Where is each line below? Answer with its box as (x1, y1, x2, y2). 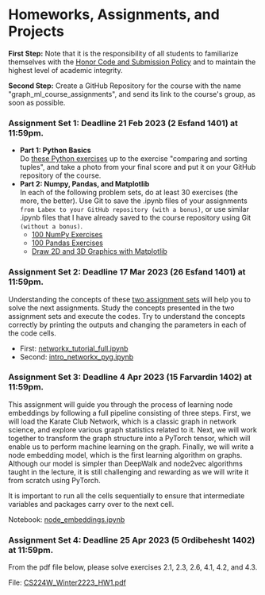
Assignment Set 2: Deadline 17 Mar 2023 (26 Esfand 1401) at (8, 267, 246, 278)
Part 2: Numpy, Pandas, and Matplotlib (19, 179, 150, 189)
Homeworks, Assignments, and (8, 6, 220, 24)
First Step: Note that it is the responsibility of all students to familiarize (8, 48, 239, 58)
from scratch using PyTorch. (8, 475, 101, 485)
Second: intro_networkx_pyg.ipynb (19, 351, 134, 362)
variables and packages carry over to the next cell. (8, 499, 175, 509)
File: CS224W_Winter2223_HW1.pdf (8, 578, 127, 588)
